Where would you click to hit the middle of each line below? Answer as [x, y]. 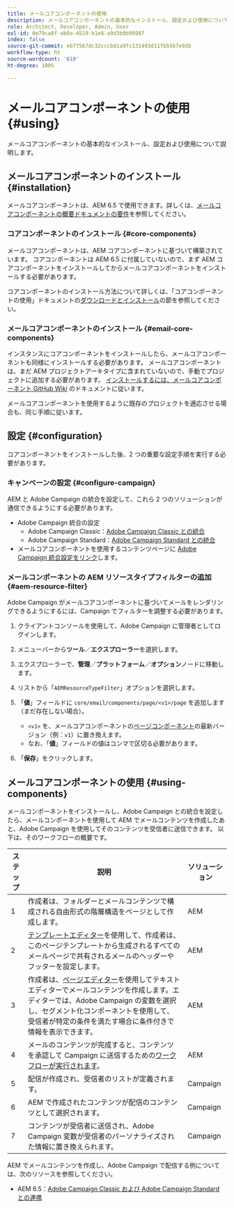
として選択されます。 [69, 1113]
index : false [26, 40]
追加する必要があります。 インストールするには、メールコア [117, 380]
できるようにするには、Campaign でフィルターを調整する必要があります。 [120, 611]
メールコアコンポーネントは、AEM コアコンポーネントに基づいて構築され [112, 250]
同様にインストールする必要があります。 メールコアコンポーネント [126, 362]
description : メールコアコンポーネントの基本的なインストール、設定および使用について [118, 20]
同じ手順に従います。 [56, 412]
